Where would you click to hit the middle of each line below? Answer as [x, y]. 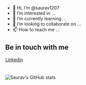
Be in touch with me [37, 47]
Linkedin [14, 59]
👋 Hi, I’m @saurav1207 [36, 8]
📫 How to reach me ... [36, 30]
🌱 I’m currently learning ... [39, 18]
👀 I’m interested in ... [34, 13]
